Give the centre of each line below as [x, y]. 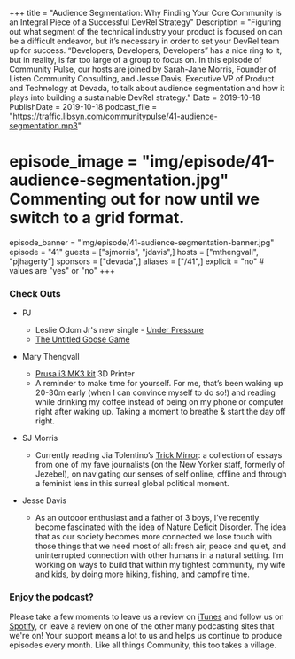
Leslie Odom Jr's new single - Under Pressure [119, 330]
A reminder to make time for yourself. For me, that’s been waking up [159, 384]
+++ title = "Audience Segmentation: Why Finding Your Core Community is [145, 13]
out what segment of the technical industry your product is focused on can [146, 31]
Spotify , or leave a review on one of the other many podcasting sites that [142, 626]
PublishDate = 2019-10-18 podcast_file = [83, 107]
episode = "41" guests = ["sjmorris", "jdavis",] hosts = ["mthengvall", [134, 252]
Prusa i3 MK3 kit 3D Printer [85, 374]
